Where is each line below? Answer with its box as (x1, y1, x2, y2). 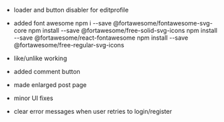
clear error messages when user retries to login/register (13, 108, 172, 115)
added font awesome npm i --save (13, 19, 112, 27)
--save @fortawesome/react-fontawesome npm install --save (13, 34, 189, 42)
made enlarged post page (13, 81, 87, 88)
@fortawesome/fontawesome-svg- (113, 19, 213, 27)
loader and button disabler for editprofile (13, 6, 129, 14)
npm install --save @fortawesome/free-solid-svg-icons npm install (28, 27, 218, 34)
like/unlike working (13, 54, 67, 62)
